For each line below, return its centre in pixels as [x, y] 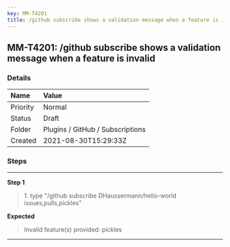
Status [21, 119]
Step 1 [16, 183]
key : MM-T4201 [27, 13]
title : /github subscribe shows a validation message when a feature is [113, 20]
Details [19, 78]
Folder [21, 130]
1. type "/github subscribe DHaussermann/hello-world [100, 196]
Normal [55, 107]
